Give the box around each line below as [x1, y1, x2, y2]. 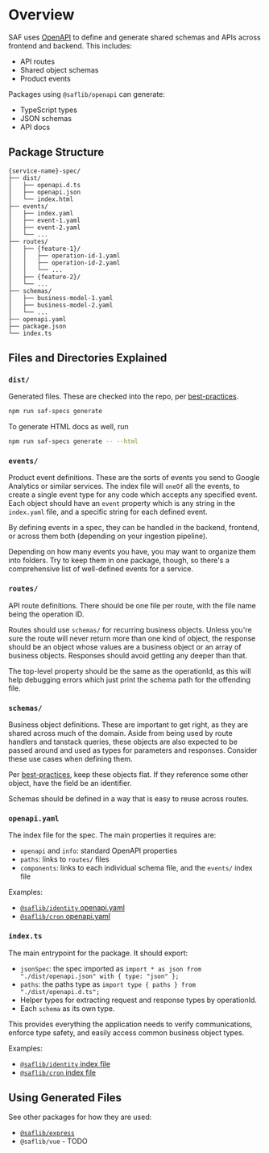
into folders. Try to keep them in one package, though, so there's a [8, 555, 230, 566]
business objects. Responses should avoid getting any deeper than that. [8, 650, 248, 660]
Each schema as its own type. [19, 1003, 115, 1013]
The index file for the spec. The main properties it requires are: [8, 830, 217, 840]
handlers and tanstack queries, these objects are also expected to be [8, 737, 238, 747]
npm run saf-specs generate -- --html [8, 437, 139, 445]
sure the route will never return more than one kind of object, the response [8, 633, 256, 643]
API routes [19, 56, 55, 66]
